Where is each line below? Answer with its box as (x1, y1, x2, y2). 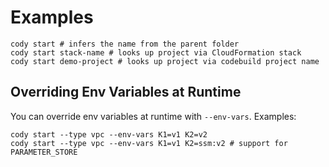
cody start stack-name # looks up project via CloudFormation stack (10, 47, 302, 58)
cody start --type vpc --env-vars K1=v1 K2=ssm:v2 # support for (10, 138, 288, 148)
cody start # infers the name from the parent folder (10, 39, 240, 49)
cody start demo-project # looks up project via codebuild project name (10, 56, 320, 66)
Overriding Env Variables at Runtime (10, 84, 242, 101)
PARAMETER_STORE (10, 147, 78, 157)
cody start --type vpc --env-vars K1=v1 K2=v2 (10, 129, 208, 140)
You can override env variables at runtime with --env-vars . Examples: (10, 110, 297, 122)
